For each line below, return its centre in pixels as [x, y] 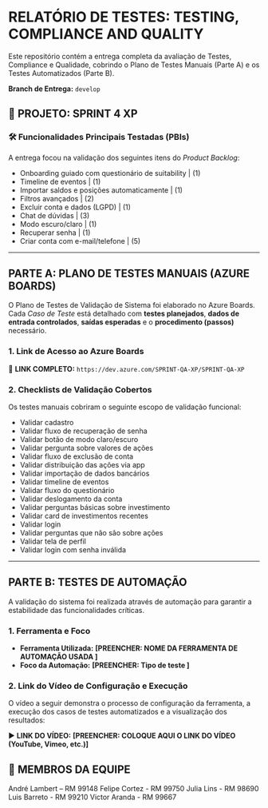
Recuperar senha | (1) [55, 233]
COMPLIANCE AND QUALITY [106, 34]
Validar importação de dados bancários [85, 474]
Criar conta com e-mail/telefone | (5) [80, 241]
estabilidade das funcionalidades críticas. [77, 610]
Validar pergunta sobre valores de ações [87, 448]
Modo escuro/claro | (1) [58, 224]
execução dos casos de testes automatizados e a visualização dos [118, 712]
